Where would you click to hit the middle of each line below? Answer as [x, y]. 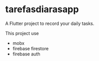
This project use [22, 33]
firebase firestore [31, 48]
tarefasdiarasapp [42, 9]
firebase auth [26, 54]
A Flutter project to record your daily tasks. [50, 23]
